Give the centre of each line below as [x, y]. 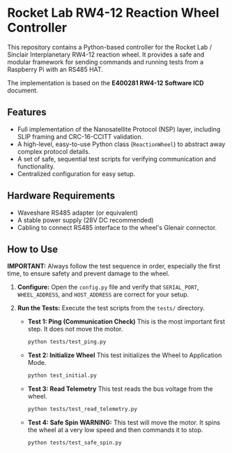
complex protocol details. [54, 151]
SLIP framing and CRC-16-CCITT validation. [80, 136]
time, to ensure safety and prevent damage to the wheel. [88, 273]
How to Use [33, 249]
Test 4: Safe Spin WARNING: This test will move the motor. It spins [124, 422]
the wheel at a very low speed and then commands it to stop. [115, 430]
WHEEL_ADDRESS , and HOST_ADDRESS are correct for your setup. [103, 294]
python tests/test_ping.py [67, 342]
